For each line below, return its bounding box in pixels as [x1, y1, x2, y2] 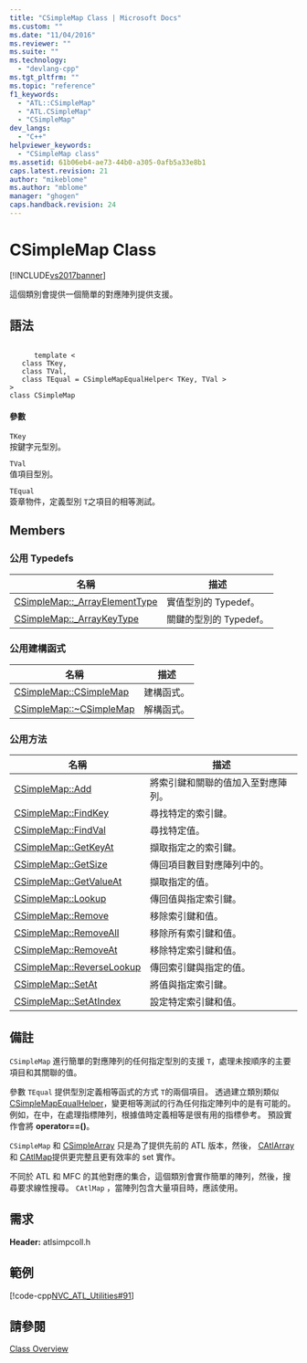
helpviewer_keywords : [9, 141, 92, 150]
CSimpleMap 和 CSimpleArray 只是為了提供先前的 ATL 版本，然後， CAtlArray [9, 1139, 295, 1151]
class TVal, [21, 366, 68, 375]
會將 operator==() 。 [16, 1120, 95, 1131]
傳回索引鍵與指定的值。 [149, 961, 251, 974]
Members [9, 523, 66, 539]
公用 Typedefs [9, 552, 74, 565]
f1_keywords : [9, 90, 59, 99]
